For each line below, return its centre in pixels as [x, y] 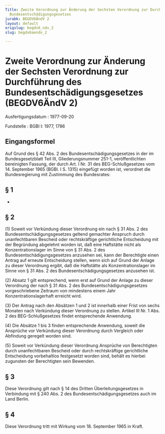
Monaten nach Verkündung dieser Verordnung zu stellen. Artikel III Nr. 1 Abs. [82, 311]
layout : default [22, 23]
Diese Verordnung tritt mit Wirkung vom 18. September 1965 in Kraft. [74, 426]
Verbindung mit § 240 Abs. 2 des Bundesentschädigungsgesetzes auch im [81, 394]
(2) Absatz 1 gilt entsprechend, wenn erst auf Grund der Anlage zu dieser [79, 280]
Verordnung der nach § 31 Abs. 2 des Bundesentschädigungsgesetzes [76, 285]
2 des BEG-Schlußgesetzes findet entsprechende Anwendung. [69, 316]
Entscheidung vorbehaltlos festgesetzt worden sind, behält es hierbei [75, 356]
